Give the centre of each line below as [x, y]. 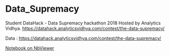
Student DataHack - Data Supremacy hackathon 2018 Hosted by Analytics [83, 23]
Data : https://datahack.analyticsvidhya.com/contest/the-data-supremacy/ [83, 38]
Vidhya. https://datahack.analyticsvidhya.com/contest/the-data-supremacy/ [85, 28]
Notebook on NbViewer [30, 48]
